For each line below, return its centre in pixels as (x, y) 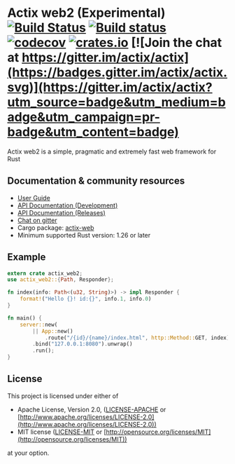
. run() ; (43, 351)
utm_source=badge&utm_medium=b (116, 102)
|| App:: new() (53, 331)
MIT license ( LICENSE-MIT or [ (62, 432)
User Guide (34, 198)
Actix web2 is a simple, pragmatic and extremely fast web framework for (112, 151)
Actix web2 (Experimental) (86, 13)
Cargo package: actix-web (56, 227)
